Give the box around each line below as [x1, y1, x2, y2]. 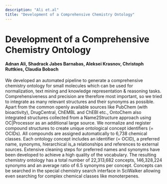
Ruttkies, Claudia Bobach [5, 66, 59, 72]
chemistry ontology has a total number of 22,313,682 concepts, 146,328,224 [5, 157, 163, 163]
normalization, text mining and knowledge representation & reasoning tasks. [5, 88, 162, 94]
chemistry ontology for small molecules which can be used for [5, 82, 134, 88]
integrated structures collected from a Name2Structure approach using [5, 114, 152, 120]
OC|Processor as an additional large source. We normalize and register [5, 119, 151, 125]
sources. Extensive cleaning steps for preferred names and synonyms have [5, 146, 161, 152]
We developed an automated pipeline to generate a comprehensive [5, 77, 143, 83]
